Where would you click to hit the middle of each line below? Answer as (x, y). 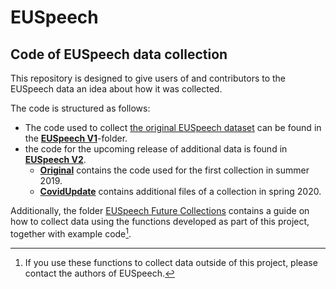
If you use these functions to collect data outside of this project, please (171, 262)
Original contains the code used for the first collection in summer (174, 170)
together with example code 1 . (71, 233)
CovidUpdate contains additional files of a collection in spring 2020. (180, 191)
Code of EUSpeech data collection (119, 54)
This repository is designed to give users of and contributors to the (148, 78)
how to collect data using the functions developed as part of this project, (160, 221)
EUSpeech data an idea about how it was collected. (116, 89)
